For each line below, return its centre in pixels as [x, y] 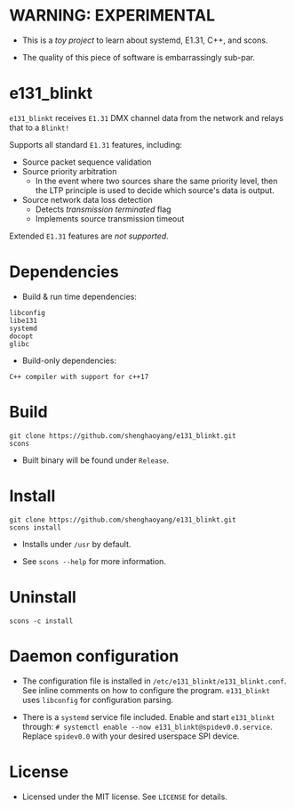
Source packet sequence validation [87, 162]
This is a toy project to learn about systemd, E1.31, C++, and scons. [145, 40]
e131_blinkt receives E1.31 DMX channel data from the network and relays [147, 117]
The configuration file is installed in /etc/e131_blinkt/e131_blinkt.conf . [154, 681]
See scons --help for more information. [94, 561]
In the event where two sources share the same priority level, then [156, 181]
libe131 [24, 320]
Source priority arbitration [69, 171]
